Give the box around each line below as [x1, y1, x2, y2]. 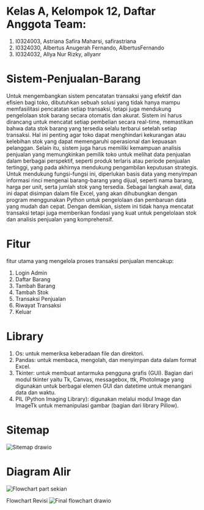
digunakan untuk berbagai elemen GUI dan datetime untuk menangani [15, 382, 192, 390]
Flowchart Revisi [6, 497, 48, 504]
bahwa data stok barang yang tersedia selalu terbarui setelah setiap [6, 124, 177, 132]
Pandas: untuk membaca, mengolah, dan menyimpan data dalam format [15, 356, 197, 363]
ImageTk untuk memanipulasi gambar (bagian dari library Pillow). [15, 402, 179, 409]
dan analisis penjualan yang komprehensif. [6, 215, 114, 223]
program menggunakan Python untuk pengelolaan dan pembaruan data [6, 196, 187, 203]
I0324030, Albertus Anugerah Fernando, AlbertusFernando [15, 44, 165, 51]
